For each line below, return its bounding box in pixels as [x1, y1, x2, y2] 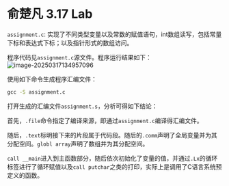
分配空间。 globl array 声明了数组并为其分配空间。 [7, 139, 149, 148]
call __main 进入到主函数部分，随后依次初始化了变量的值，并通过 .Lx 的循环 [7, 154, 218, 162]
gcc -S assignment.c [7, 88, 66, 96]
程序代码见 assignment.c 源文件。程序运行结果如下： [7, 53, 152, 62]
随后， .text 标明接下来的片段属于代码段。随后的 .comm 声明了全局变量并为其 [7, 131, 217, 139]
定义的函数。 [7, 171, 43, 179]
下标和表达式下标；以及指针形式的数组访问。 [7, 38, 133, 46]
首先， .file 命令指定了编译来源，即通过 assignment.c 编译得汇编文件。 [7, 116, 203, 124]
